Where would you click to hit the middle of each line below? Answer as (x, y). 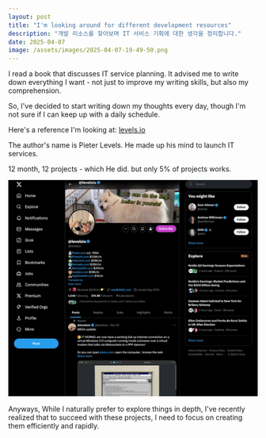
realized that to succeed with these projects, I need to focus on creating (125, 417)
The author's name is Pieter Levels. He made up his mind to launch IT (122, 145)
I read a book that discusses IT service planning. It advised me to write (123, 74)
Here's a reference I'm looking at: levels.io (77, 130)
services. (23, 154)
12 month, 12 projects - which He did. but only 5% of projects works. (120, 169)
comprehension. (35, 90)
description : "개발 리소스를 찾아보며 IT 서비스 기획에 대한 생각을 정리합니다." (125, 33)
